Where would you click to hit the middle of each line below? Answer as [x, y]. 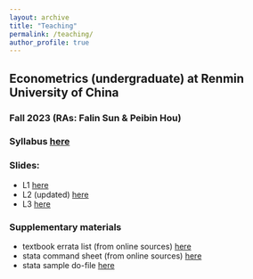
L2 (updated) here [55, 194]
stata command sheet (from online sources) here [112, 256]
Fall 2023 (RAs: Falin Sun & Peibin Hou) [95, 118]
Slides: [24, 166]
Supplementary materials [65, 226]
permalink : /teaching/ [51, 34]
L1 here [35, 185]
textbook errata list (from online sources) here [106, 247]
